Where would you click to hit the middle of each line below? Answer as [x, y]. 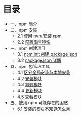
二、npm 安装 [24, 30]
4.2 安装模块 [30, 78]
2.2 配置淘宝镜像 [34, 42]
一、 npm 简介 [24, 24]
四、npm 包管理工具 [30, 66]
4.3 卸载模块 [30, 84]
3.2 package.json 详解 [39, 60]
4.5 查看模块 [30, 97]
